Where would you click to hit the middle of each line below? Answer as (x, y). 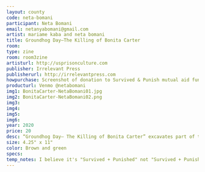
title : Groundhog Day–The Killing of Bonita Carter (73, 40)
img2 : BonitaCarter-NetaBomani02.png (54, 97)
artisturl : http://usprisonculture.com (57, 63)
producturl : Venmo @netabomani (46, 86)
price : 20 (19, 131)
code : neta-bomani (30, 18)
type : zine (20, 52)
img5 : (13, 114)
